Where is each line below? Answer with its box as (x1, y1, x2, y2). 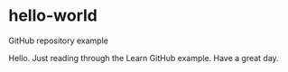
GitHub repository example (8, 35, 109, 46)
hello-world (8, 5, 98, 26)
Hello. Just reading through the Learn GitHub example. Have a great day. (8, 52, 279, 63)
